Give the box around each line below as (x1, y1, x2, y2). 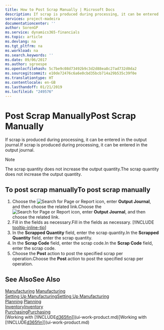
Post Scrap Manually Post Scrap (5, 110, 136, 121)
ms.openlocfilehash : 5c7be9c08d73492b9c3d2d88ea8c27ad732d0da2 (5, 67, 137, 71)
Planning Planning (5, 298, 42, 304)
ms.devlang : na (5, 39, 36, 44)
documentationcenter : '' (5, 21, 56, 26)
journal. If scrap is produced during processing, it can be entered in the (5, 142, 148, 148)
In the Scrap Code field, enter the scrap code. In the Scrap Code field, (12, 240, 153, 246)
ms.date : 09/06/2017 (5, 57, 47, 62)
